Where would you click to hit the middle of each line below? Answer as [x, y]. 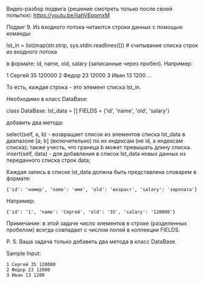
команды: [19, 33]
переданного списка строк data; [48, 160]
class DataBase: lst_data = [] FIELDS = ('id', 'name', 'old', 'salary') [88, 111]
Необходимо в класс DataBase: [47, 99]
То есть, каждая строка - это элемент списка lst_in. [74, 87]
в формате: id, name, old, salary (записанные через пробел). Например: [100, 64]
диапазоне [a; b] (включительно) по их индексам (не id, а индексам [95, 141]
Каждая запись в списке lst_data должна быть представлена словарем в [101, 172]
